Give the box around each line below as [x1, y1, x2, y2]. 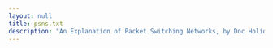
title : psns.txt [8, 20, 63, 28]
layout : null [8, 11, 53, 20]
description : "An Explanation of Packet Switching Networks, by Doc [8, 27, 245, 35]
